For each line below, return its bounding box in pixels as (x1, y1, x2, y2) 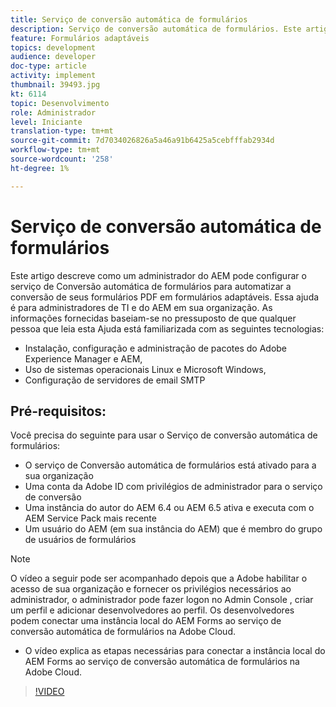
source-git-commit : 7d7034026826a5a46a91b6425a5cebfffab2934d (10, 136, 275, 146)
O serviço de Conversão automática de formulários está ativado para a (24, 459, 317, 471)
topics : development (10, 42, 97, 53)
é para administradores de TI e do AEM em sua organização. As (10, 301, 273, 313)
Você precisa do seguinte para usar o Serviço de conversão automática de (10, 429, 318, 441)
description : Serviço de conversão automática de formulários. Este (10, 24, 302, 34)
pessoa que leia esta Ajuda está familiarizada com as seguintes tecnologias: (10, 322, 325, 335)
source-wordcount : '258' (10, 154, 114, 164)
